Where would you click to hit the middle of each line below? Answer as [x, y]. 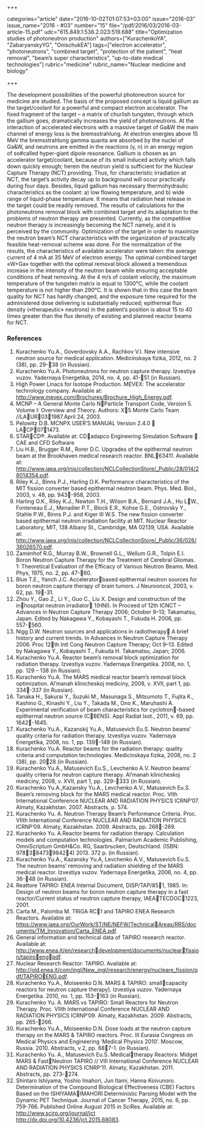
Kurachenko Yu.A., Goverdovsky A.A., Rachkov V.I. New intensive [98, 352]
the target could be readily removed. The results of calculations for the [96, 205]
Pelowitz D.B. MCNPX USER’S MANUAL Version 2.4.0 [85, 423]
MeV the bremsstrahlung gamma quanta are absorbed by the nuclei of [95, 140]
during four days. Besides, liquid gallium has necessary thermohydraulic [98, 186]
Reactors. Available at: [44, 918]
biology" [18, 71]
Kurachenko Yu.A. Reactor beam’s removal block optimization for [97, 658]
